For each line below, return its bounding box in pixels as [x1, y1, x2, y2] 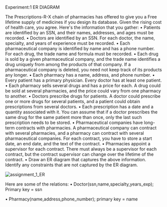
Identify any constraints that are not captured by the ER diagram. [5, 162, 138, 168]
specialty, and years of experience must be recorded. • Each [5, 40, 131, 46]
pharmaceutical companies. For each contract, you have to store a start [5, 135, 152, 141]
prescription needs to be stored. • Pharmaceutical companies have [5, 119, 143, 125]
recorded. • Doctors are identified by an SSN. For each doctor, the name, [5, 35, 156, 41]
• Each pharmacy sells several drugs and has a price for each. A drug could [5, 83, 161, 89]
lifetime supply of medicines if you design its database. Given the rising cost [5, 19, 162, 25]
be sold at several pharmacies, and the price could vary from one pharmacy [5, 88, 161, 94]
